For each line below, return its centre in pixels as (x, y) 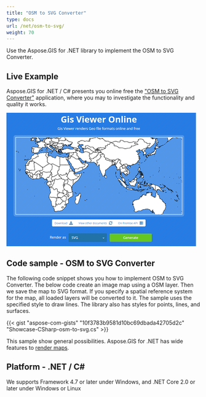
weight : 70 (20, 33)
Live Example (32, 76)
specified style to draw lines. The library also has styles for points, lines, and (103, 304)
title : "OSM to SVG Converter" (46, 13)
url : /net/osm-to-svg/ (35, 26)
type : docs (20, 19)
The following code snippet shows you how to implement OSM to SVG (95, 278)
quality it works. (27, 104)
